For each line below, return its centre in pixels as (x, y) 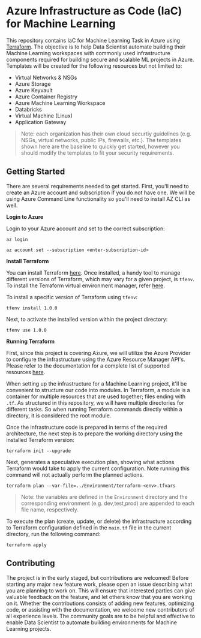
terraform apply (26, 545)
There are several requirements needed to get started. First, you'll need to (97, 186)
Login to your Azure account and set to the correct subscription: (85, 228)
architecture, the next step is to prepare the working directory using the (94, 434)
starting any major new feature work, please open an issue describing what (99, 584)
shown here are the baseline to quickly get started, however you (100, 146)
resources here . (26, 372)
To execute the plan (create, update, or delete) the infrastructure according (99, 521)
